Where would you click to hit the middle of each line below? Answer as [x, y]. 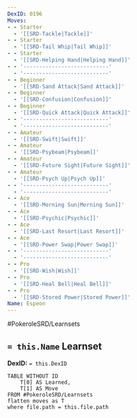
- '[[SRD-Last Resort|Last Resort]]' [69, 231]
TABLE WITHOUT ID [33, 376]
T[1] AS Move [39, 388]
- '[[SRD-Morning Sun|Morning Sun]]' [69, 205]
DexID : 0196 [25, 14]
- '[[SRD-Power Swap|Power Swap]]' [66, 244]
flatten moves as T [36, 401]
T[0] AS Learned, [46, 382]
